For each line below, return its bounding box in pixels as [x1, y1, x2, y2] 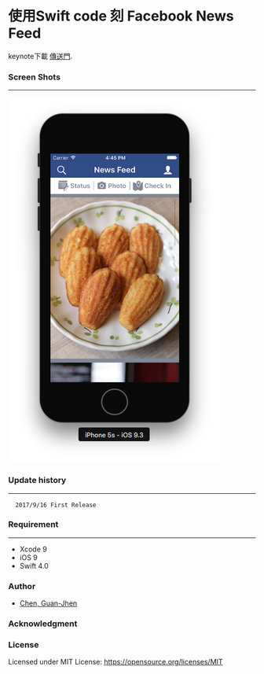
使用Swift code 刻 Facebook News [8, 7, 234, 25]
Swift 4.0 [19, 561, 49, 570]
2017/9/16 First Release [15, 501, 97, 509]
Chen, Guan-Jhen [19, 598, 78, 608]
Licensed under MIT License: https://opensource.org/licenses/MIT [8, 657, 223, 667]
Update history [8, 475, 67, 486]
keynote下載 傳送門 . [8, 51, 73, 61]
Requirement [8, 519, 59, 530]
